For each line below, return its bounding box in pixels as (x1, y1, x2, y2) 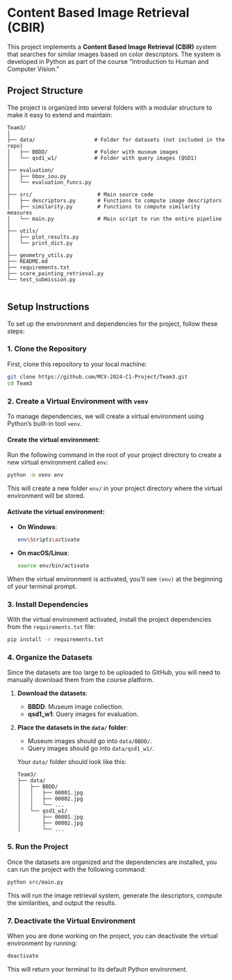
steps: (7, 326, 25, 335)
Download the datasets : (17, 689, 88, 697)
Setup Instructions (7, 301, 90, 313)
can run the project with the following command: (7, 865, 146, 873)
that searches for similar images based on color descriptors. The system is (7, 50, 221, 58)
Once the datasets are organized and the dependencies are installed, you (7, 858, 217, 866)
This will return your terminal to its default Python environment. (7, 965, 188, 973)
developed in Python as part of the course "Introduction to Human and (7, 57, 209, 65)
